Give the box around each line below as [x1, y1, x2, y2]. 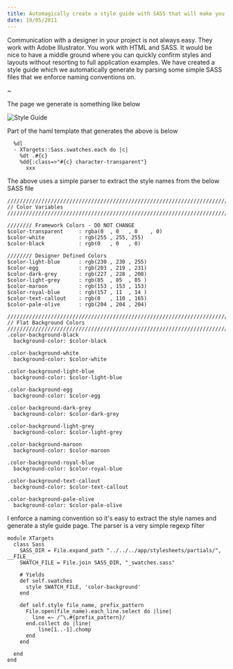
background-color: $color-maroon [13, 446, 110, 454]
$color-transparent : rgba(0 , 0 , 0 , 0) [7, 227, 163, 235]
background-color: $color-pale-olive [13, 501, 123, 508]
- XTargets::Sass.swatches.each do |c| [13, 146, 129, 153]
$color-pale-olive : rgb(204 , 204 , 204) [7, 300, 148, 308]
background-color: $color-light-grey [13, 428, 123, 435]
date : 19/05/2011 [7, 17, 58, 24]
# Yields [19, 571, 45, 578]
